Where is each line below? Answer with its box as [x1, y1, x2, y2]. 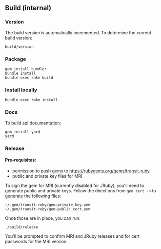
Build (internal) [5, 4, 52, 12]
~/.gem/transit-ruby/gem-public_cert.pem [5, 207, 91, 211]
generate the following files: [5, 193, 61, 199]
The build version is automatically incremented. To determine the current [5, 29, 152, 36]
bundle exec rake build [5, 75, 54, 80]
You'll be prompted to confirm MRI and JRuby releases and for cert [5, 233, 140, 239]
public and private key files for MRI [12, 173, 82, 179]
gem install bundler [5, 66, 47, 71]
